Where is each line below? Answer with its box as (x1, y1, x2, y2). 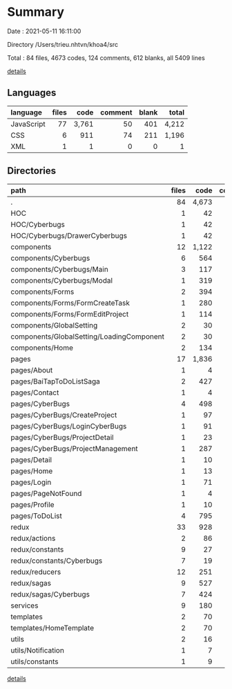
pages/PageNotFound (10, 488, 82, 498)
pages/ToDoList (10, 511, 62, 521)
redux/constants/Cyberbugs (10, 556, 103, 566)
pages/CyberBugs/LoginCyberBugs (10, 421, 127, 431)
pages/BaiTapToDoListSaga (10, 377, 100, 386)
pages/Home (10, 466, 53, 476)
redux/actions (10, 533, 56, 543)
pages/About (10, 365, 53, 375)
